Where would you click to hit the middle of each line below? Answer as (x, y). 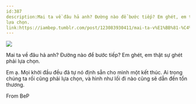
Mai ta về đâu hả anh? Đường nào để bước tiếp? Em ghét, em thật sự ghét (94, 55)
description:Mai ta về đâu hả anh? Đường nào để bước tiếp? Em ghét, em (96, 17)
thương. (15, 85)
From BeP (18, 96)
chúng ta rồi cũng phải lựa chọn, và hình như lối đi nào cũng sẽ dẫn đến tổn (97, 78)
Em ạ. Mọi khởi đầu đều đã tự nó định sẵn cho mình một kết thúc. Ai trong (94, 73)
